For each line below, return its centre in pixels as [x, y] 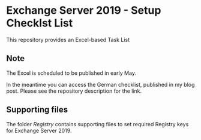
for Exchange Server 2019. [39, 130]
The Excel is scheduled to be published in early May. [71, 73]
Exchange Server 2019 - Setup [84, 10]
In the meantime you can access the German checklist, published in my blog [100, 84]
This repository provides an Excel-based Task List [68, 39]
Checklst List [40, 23]
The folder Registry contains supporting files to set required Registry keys [97, 124]
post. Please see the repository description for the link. [74, 91]
